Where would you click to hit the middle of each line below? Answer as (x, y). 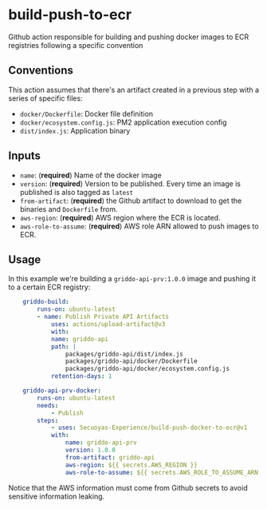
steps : (48, 420)
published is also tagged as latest (77, 192)
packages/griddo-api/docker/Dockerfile (131, 361)
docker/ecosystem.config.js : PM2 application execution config (123, 122)
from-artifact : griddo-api (110, 457)
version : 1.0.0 (90, 450)
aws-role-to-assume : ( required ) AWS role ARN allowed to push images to (139, 226)
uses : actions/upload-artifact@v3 (108, 324)
